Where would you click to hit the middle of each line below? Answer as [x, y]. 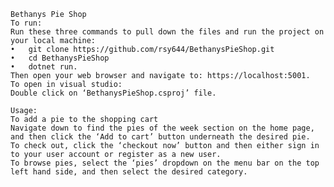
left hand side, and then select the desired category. [129, 172]
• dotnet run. [44, 67]
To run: [26, 23]
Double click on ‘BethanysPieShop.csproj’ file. [113, 93]
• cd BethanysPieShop [60, 58]
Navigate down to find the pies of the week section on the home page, [162, 128]
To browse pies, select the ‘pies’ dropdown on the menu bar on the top [165, 163]
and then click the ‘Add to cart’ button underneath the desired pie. [160, 137]
